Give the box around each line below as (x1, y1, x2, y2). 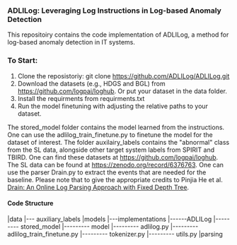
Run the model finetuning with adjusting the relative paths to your (17, 102, 209, 110)
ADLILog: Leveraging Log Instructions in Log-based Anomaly (7, 6, 221, 16)
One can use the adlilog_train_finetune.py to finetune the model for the (7, 130, 214, 139)
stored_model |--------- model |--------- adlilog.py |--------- (20, 222, 199, 231)
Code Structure (7, 199, 54, 208)
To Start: (7, 56, 38, 66)
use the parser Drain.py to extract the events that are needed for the (7, 168, 207, 177)
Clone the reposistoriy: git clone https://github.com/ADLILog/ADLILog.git (17, 71, 230, 80)
